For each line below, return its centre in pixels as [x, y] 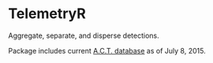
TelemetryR [47, 14]
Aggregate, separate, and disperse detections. [84, 35]
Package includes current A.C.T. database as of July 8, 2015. [107, 50]
